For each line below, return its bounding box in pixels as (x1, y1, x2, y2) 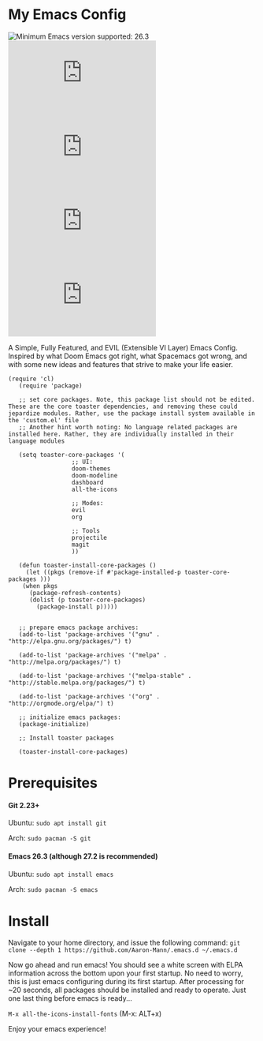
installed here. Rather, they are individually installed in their (8, 430, 235, 438)
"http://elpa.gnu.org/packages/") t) (8, 637, 132, 645)
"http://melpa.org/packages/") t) (8, 657, 122, 666)
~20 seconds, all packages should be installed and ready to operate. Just (8, 985, 246, 995)
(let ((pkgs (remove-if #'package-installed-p (25, 568, 181, 576)
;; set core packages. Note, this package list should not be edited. (18, 395, 256, 403)
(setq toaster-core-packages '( (18, 451, 125, 459)
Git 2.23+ (8, 800, 40, 810)
